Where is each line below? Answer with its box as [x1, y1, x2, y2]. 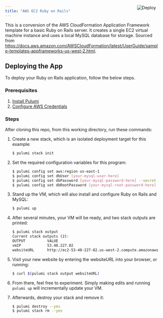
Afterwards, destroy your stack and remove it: [12, 295, 105, 300]
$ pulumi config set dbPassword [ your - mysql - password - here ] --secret [12, 178, 157, 183]
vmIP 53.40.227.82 [12, 243, 74, 248]
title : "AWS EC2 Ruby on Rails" [5, 8, 71, 14]
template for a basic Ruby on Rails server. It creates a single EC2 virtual [5, 27, 148, 33]
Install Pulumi [12, 98, 39, 104]
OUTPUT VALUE [12, 238, 58, 243]
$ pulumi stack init [12, 151, 54, 156]
